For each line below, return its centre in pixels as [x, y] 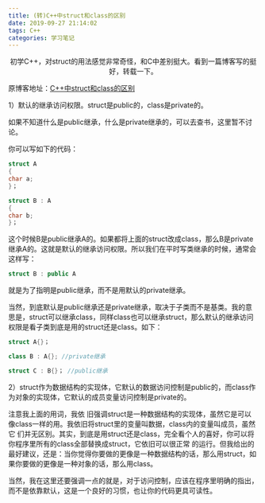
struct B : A [30, 201]
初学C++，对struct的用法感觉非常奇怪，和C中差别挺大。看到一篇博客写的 [130, 61]
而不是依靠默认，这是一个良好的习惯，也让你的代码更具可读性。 [112, 490]
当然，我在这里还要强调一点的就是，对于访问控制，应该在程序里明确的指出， [133, 480]
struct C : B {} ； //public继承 [58, 371]
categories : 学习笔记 [42, 38]
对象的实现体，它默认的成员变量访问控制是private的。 [103, 397]
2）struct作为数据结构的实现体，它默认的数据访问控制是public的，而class [129, 387]
